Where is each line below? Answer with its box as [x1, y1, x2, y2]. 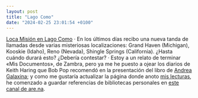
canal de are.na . [6, 86, 45, 93]
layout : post [6, 8, 38, 15]
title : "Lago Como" [6, 14, 54, 20]
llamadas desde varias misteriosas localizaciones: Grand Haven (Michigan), [6, 42, 190, 49]
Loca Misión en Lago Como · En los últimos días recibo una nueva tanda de [6, 36, 189, 43]
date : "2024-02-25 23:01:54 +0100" [6, 19, 94, 25]
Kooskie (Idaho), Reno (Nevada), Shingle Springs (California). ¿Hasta [6, 48, 173, 55]
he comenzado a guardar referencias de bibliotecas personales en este [6, 79, 180, 86]
